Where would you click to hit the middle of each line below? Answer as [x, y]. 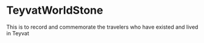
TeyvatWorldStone [55, 10]
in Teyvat [18, 33]
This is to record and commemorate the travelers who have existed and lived [102, 27]
